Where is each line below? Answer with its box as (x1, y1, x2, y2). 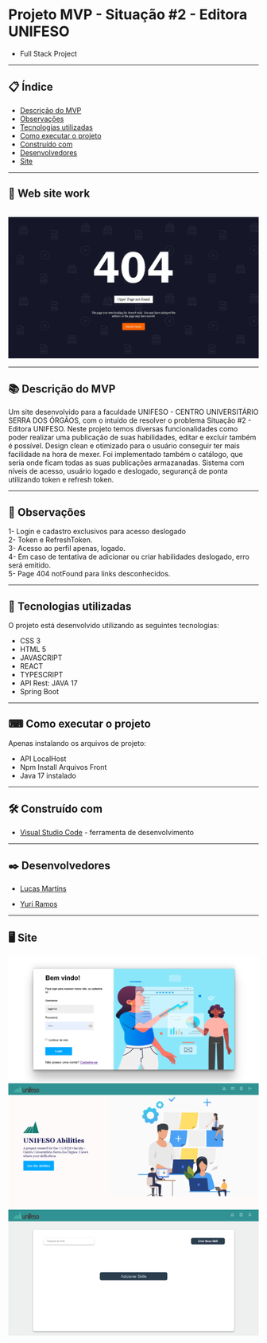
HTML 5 (19, 644, 47, 654)
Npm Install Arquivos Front (19, 762, 107, 771)
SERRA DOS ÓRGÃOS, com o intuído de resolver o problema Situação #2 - (8, 416, 252, 425)
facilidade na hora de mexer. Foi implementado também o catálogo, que (8, 450, 244, 459)
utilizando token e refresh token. (8, 475, 114, 485)
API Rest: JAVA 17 (19, 678, 78, 688)
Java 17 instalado (19, 771, 77, 780)
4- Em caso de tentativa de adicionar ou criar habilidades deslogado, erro (8, 552, 250, 562)
